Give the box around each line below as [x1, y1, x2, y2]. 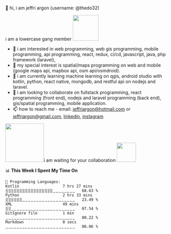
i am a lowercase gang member [5, 36, 72, 42]
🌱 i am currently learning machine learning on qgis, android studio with [12, 73, 162, 79]
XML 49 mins [5, 202, 79, 207]
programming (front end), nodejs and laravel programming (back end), [12, 95, 161, 101]
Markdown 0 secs [5, 220, 77, 225]
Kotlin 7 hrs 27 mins [5, 184, 93, 189]
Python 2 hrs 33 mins [5, 193, 93, 198]
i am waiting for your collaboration [44, 157, 116, 163]
